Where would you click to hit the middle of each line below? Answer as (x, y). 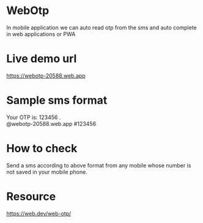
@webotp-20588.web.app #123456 (51, 123)
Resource (31, 196)
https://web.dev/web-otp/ (39, 213)
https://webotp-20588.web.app (46, 75)
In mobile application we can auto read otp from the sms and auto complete (102, 27)
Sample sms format (57, 101)
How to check (42, 148)
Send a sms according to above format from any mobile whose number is (99, 165)
